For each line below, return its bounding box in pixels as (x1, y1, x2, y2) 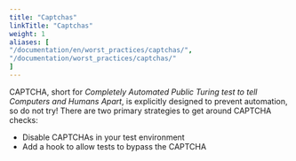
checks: (9, 114, 38, 125)
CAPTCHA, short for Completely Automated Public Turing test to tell (9, 86, 258, 97)
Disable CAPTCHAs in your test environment (21, 132, 185, 142)
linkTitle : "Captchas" (9, 21, 93, 30)
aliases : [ (9, 37, 50, 47)
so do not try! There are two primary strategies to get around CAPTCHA (9, 105, 272, 116)
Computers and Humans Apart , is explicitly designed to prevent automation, (9, 96, 288, 106)
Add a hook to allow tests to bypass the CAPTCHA (21, 141, 207, 151)
